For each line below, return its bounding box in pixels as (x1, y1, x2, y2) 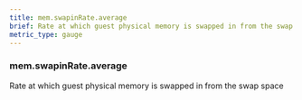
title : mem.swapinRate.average (9, 13, 127, 23)
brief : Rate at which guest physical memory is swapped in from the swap (9, 22, 294, 31)
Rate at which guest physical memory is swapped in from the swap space (9, 80, 284, 91)
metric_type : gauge (9, 30, 83, 39)
